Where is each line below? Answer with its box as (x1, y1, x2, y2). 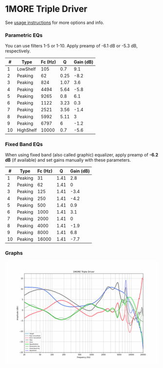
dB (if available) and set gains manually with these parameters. (5, 157, 131, 163)
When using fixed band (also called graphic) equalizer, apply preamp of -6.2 (5, 152, 159, 158)
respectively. (5, 48, 31, 54)
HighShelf (17, 127, 37, 133)
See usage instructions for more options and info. (5, 20, 105, 25)
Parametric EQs (5, 32, 43, 39)
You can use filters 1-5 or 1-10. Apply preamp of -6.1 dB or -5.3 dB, (5, 43, 138, 49)
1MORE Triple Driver (5, 3, 88, 15)
